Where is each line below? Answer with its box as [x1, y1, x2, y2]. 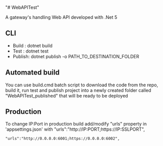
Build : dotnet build [12, 42, 53, 48]
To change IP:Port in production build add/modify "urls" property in [5, 121, 147, 127]
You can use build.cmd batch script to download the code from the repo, [5, 82, 158, 88]
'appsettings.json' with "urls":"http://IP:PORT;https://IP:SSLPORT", [5, 126, 145, 132]
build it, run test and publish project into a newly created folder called [5, 87, 152, 93]
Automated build [5, 68, 60, 77]
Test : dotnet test [12, 48, 49, 54]
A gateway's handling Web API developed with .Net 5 [5, 14, 118, 20]
